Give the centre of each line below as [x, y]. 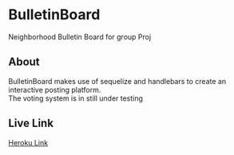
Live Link [31, 123]
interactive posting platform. [55, 89]
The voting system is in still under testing [76, 98]
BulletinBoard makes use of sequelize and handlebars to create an [117, 81]
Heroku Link [28, 142]
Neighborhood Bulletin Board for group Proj [80, 37]
